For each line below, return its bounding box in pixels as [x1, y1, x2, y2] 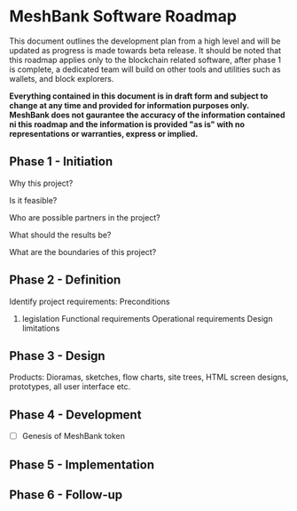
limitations [21, 323, 60, 333]
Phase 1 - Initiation [9, 154, 113, 170]
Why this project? [9, 178, 74, 188]
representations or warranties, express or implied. [9, 128, 199, 139]
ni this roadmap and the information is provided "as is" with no [9, 118, 246, 130]
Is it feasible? [9, 195, 58, 205]
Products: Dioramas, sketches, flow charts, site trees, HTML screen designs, [9, 371, 289, 383]
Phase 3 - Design [9, 348, 106, 363]
